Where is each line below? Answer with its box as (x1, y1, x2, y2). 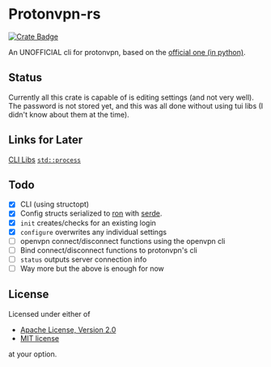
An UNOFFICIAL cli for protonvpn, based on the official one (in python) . (8, 47, 246, 57)
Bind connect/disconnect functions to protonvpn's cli (19, 245, 198, 255)
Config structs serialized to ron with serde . (19, 208, 163, 219)
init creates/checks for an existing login (19, 218, 156, 228)
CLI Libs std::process (8, 155, 81, 164)
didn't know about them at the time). (8, 109, 129, 119)
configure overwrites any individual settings (19, 227, 167, 237)
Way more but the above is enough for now (19, 263, 164, 273)
